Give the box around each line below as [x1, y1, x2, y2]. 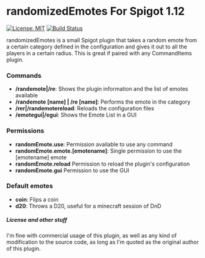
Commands [6, 71, 42, 80]
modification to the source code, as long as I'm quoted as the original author [6, 238, 199, 246]
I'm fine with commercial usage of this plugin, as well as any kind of [6, 232, 177, 239]
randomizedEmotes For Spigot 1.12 [6, 4, 185, 18]
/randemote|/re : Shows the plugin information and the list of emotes [15, 85, 188, 93]
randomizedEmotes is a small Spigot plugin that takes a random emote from [6, 36, 198, 44]
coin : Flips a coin [15, 195, 59, 203]
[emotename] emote [15, 153, 67, 161]
